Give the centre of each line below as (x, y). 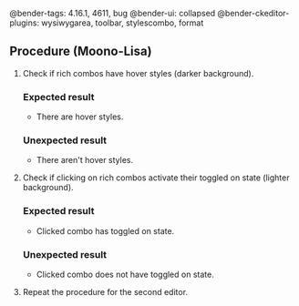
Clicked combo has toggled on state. (105, 230)
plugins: (24, 23)
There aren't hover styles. (85, 160)
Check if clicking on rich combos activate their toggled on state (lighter (156, 178)
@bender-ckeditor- (253, 13)
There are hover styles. (80, 117)
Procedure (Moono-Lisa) (81, 51)
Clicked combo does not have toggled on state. (125, 274)
